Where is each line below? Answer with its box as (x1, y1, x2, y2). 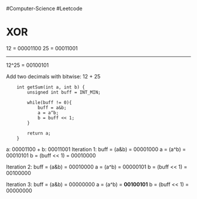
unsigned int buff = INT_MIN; (27, 89, 101, 95)
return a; (27, 130, 51, 136)
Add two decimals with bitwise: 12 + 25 (6, 73, 101, 80)
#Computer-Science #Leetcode (6, 5, 83, 12)
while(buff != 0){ (27, 99, 72, 105)
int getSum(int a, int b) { (16, 84, 85, 90)
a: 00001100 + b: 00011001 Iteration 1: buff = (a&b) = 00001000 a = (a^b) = (6, 146, 186, 153)
